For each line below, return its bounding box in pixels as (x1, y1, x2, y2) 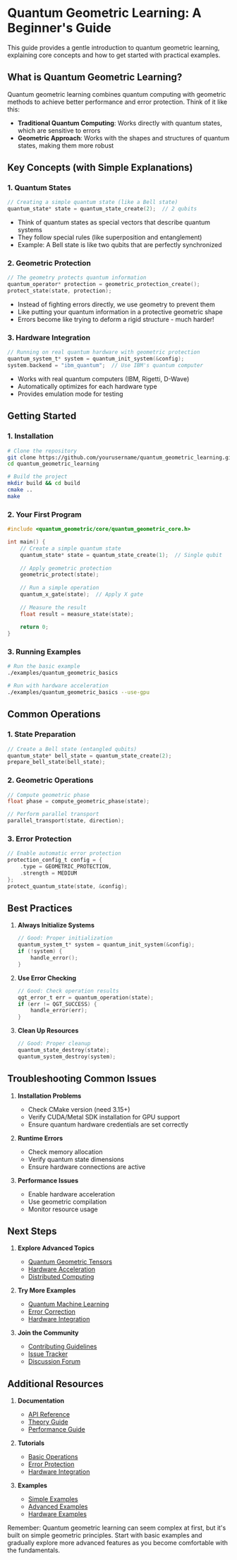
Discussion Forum (28, 1357, 81, 1366)
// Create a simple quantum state (20, 545, 121, 552)
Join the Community (17, 1328, 79, 1337)
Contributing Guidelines (28, 1343, 97, 1351)
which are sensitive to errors (17, 126, 101, 135)
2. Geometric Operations (7, 775, 94, 785)
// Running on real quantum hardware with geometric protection (7, 349, 200, 356)
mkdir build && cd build (7, 480, 80, 487)
